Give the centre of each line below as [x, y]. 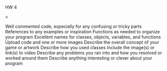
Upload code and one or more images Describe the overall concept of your [82, 42]
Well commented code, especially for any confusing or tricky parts [74, 26]
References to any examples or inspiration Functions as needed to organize [83, 32]
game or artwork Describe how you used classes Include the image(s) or [80, 47]
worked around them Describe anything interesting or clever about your [79, 58]
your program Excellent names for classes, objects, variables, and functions [83, 37]
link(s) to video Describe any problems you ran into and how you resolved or [83, 53]
